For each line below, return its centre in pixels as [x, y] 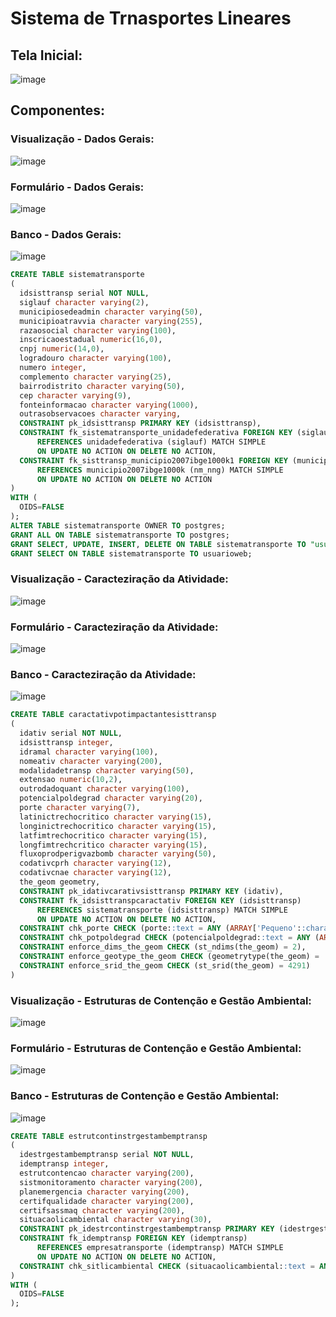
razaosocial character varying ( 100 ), [98, 330]
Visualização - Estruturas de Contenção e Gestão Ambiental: [161, 1000]
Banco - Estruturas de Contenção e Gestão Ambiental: [145, 1096]
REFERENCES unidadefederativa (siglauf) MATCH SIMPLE [151, 442]
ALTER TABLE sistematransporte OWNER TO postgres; [118, 525]
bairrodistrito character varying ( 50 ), [102, 386]
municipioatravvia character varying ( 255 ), [111, 321]
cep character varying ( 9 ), [75, 395]
